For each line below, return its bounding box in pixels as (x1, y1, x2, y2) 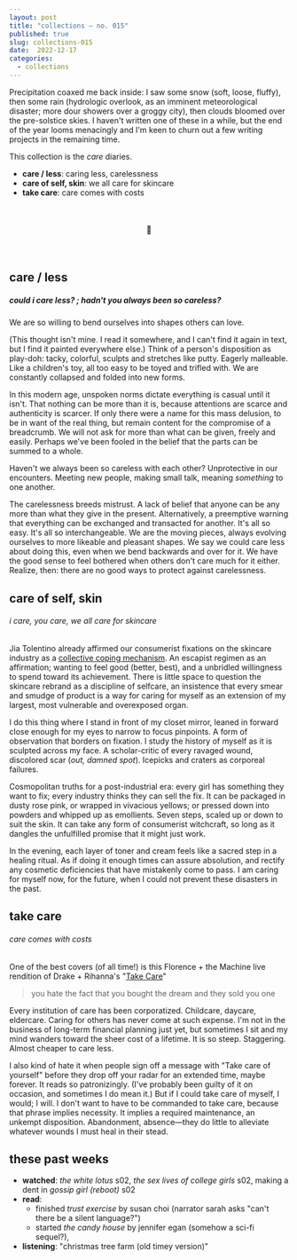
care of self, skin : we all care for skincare (21, 177, 175, 188)
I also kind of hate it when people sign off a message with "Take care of (9, 1059, 271, 1070)
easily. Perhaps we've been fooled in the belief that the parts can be (9, 437, 259, 447)
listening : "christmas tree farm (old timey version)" (21, 1241, 209, 1252)
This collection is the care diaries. (9, 151, 133, 161)
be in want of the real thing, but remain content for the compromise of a (9, 418, 271, 429)
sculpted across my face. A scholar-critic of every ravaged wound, (9, 745, 254, 756)
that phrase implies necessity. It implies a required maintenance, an (9, 1106, 255, 1118)
